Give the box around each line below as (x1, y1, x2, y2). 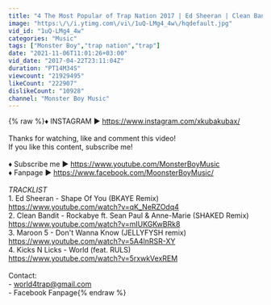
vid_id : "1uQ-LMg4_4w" (8, 27, 85, 35)
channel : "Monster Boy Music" (8, 94, 110, 102)
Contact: (8, 271, 38, 281)
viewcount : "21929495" (8, 72, 85, 80)
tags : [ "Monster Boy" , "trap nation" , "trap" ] (8, 42, 161, 50)
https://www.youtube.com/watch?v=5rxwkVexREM (8, 253, 178, 263)
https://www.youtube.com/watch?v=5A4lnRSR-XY (8, 236, 176, 246)
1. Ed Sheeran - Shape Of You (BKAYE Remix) (8, 194, 160, 203)
